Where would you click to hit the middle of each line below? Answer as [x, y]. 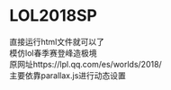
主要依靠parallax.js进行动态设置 [67, 75]
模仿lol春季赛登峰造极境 [53, 53]
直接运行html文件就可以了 [57, 41]
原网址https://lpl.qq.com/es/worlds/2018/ [85, 64]
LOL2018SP [53, 16]
